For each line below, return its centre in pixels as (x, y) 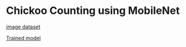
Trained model (23, 38)
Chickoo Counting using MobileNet (93, 11)
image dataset (23, 27)
